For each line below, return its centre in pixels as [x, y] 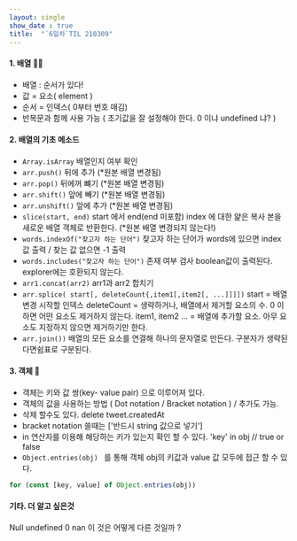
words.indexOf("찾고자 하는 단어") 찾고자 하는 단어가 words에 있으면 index [152, 238]
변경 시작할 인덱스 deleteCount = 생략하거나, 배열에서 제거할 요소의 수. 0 [148, 305]
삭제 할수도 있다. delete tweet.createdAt [93, 414]
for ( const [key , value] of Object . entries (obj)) [103, 485]
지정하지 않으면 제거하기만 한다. [93, 327]
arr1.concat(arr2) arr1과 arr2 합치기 [88, 282]
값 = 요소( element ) [57, 96]
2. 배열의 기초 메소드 [44, 140]
